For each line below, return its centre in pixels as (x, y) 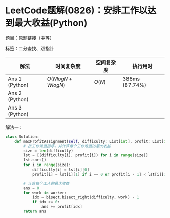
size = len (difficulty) (48, 151)
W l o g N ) (56, 85)
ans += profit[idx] (62, 207)
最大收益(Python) (51, 23)
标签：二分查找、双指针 (30, 48)
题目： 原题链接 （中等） (30, 38)
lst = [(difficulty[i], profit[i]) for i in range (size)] (86, 155)
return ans (35, 212)
